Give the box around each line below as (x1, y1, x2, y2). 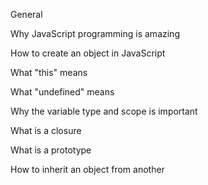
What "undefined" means (10, 86, 115, 98)
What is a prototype (10, 144, 92, 156)
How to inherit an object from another (10, 164, 165, 175)
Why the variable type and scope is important (10, 105, 198, 117)
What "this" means (10, 67, 88, 78)
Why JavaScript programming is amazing (10, 28, 180, 39)
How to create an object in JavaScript (10, 47, 166, 59)
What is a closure (10, 125, 82, 136)
